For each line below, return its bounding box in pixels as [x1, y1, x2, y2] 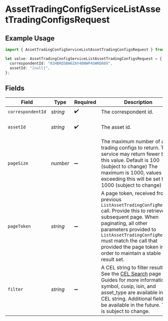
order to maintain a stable [100, 250, 161, 257]
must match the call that [100, 237, 157, 244]
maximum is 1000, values [100, 169, 161, 176]
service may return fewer [100, 151, 160, 158]
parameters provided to [100, 226, 156, 233]
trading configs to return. [100, 144, 160, 151]
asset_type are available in [100, 289, 163, 296]
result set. [100, 256, 124, 263]
